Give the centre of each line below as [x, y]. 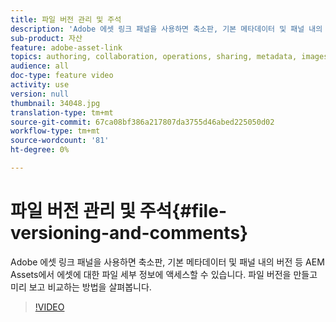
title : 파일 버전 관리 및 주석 [66, 19]
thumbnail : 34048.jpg [55, 103]
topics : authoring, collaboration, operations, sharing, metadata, [154, 57]
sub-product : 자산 [46, 38]
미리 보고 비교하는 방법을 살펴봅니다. [81, 287]
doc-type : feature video [62, 76]
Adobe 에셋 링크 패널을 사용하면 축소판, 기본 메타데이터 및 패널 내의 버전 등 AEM [167, 262]
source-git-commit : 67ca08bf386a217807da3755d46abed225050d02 [142, 122]
